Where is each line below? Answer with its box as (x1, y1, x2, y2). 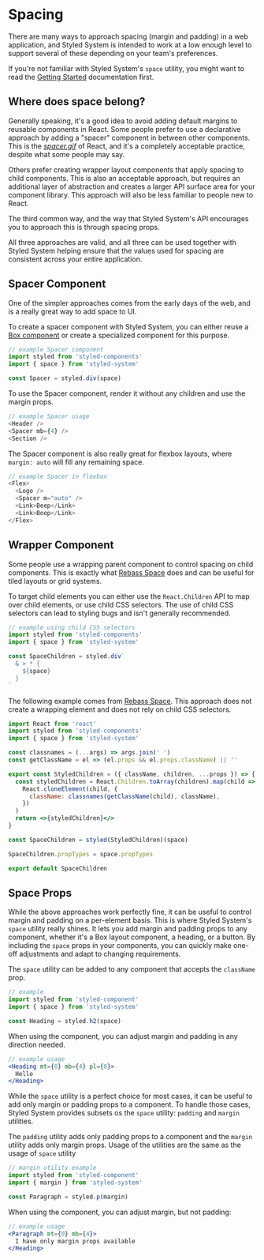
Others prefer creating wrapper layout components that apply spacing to (8, 164, 244, 175)
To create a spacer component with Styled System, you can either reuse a (8, 322, 249, 331)
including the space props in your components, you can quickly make (8, 941, 232, 950)
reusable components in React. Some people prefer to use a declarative (8, 124, 242, 134)
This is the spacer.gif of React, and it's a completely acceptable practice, (8, 141, 246, 151)
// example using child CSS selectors (8, 623, 136, 631)
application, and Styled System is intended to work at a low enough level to (8, 39, 252, 49)
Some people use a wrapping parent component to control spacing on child (8, 559, 254, 569)
